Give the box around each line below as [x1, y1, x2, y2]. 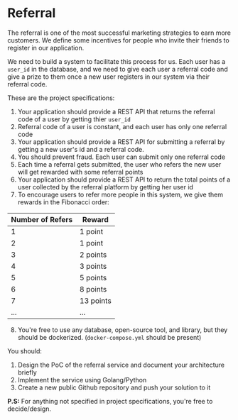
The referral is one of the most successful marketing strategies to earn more [7, 28, 231, 37]
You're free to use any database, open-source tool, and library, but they [17, 325, 228, 334]
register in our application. [7, 43, 85, 52]
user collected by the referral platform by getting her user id [17, 182, 194, 191]
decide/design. [7, 404, 52, 413]
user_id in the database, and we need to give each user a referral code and [7, 65, 229, 73]
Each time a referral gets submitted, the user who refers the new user [17, 160, 222, 168]
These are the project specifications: [7, 94, 115, 102]
